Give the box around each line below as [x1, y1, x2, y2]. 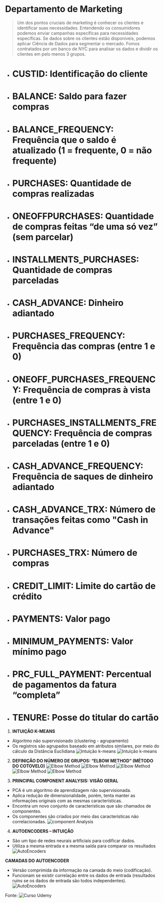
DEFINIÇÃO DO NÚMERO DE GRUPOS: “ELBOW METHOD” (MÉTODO [12, 758, 153, 764]
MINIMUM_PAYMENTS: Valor [12, 635, 134, 647]
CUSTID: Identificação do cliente [12, 68, 148, 80]
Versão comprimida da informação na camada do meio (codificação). [12, 867, 152, 873]
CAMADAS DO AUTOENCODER [5, 858, 70, 864]
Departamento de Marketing [5, 3, 123, 15]
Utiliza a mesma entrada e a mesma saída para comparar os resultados [12, 843, 156, 849]
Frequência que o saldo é [12, 134, 117, 146]
